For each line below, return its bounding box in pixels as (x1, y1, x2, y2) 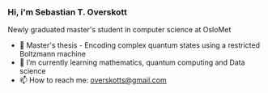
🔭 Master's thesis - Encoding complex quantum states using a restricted (19, 40, 261, 50)
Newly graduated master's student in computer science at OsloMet (7, 25, 232, 35)
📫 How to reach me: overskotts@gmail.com (19, 75, 167, 85)
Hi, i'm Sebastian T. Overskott (7, 6, 127, 18)
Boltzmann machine (19, 49, 87, 59)
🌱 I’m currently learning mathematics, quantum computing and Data (19, 57, 245, 67)
